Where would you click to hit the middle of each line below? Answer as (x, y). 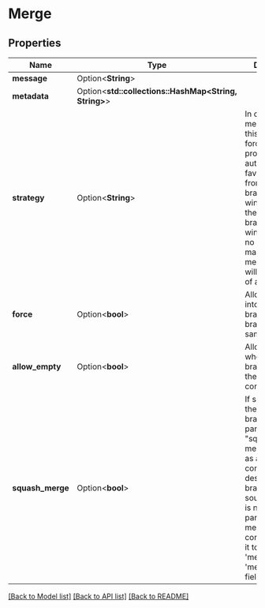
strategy (28, 198)
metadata (30, 96)
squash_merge (41, 488)
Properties (35, 43)
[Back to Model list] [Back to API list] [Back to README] (99, 596)
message (30, 78)
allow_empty (37, 366)
